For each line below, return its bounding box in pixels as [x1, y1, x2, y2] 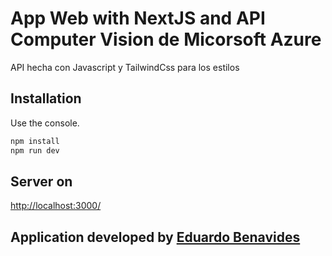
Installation [10, 90, 82, 107]
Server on [10, 173, 73, 190]
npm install [10, 136, 60, 146]
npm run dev [10, 145, 60, 156]
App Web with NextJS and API [10, 7, 266, 30]
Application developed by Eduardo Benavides [10, 228, 301, 246]
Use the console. [10, 117, 80, 129]
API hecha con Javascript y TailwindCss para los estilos [10, 61, 240, 73]
